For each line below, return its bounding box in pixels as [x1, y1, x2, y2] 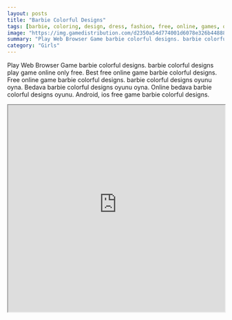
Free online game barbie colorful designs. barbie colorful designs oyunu [7, 76, 212, 83]
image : [7, 29, 26, 37]
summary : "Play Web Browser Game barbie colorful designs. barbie [7, 36, 202, 43]
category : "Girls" [7, 42, 60, 49]
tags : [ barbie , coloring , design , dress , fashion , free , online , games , [7, 23, 220, 30]
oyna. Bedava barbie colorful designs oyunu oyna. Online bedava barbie [7, 83, 212, 91]
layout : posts [7, 10, 48, 17]
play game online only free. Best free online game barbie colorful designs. [7, 68, 218, 77]
